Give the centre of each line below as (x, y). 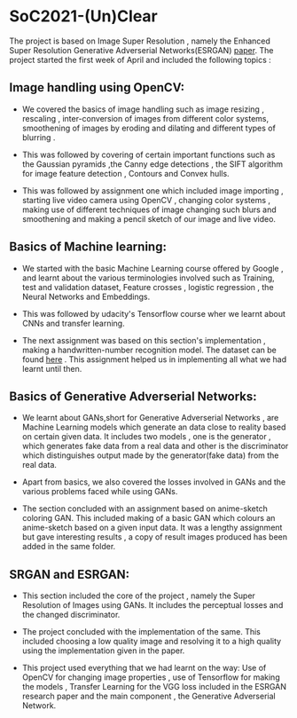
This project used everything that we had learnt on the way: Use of (144, 668)
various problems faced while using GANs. (100, 492)
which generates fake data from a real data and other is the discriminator (155, 446)
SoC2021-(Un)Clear (83, 16)
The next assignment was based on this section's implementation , (144, 340)
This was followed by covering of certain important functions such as (148, 154)
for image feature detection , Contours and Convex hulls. (125, 173)
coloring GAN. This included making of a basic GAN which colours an (148, 518)
